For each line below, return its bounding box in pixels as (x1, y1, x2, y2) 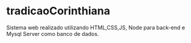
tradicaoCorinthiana (6, 4, 111, 18)
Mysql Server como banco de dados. (6, 30, 99, 37)
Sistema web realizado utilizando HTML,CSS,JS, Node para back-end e (6, 24, 186, 31)
